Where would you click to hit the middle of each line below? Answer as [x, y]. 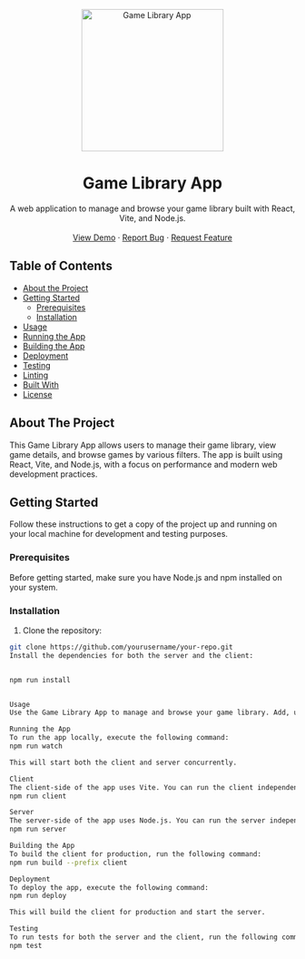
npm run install [40, 680]
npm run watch [36, 746]
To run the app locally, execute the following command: [119, 738]
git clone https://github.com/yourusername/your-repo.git [121, 647]
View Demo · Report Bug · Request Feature [152, 237]
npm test [26, 945]
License [37, 394]
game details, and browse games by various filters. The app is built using [146, 454]
